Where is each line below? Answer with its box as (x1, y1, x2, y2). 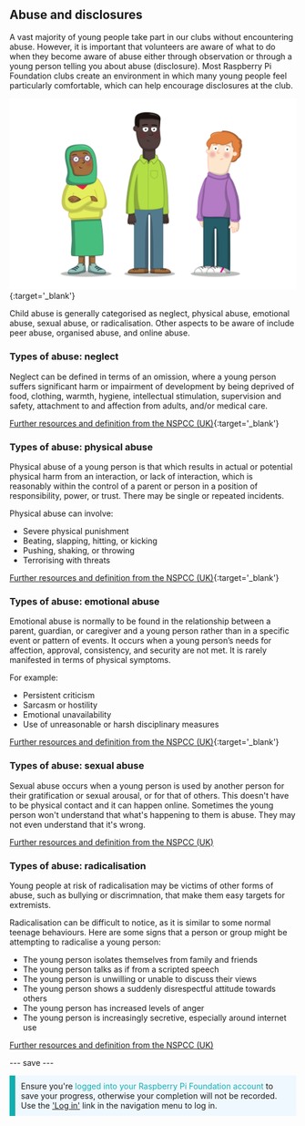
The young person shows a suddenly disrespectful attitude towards (22, 983, 276, 994)
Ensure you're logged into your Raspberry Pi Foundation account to (21, 1080, 274, 1091)
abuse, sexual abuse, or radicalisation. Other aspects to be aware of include (9, 318, 295, 329)
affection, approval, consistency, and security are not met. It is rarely (9, 645, 267, 656)
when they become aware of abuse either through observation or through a (9, 50, 293, 62)
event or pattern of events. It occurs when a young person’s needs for (9, 635, 272, 646)
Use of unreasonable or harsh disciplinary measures (22, 719, 219, 730)
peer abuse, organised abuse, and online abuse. (9, 327, 190, 338)
